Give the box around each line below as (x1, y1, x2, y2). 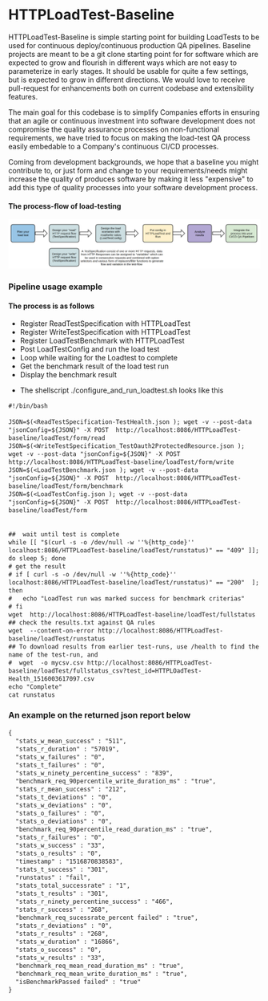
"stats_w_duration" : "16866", (15, 938, 120, 946)
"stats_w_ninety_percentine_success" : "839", (15, 769, 174, 777)
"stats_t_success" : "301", (15, 865, 110, 873)
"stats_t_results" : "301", (15, 889, 110, 897)
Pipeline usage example (8, 281, 103, 292)
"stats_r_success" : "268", (15, 905, 110, 914)
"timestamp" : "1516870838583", (15, 857, 124, 865)
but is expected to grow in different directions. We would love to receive (8, 75, 246, 84)
